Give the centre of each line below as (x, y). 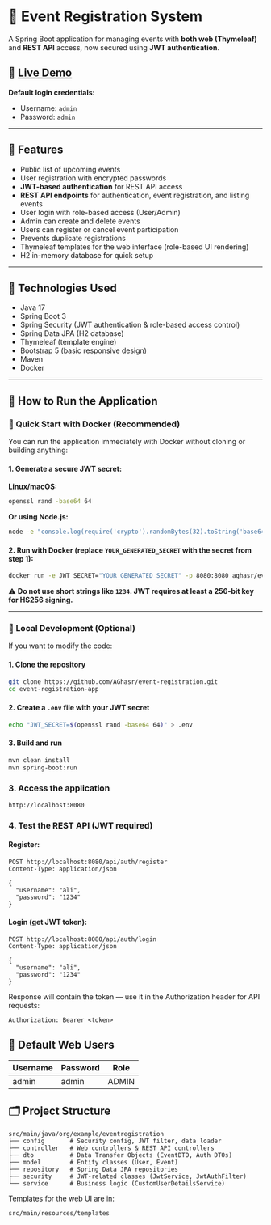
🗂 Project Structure (60, 1111)
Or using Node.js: (38, 517)
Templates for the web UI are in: (62, 1198)
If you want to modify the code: (60, 646)
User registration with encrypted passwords (93, 178)
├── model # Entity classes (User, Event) (94, 1162)
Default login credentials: (52, 92)
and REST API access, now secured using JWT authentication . (114, 47)
